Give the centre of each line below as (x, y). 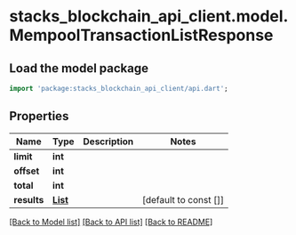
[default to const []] (183, 199)
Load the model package (79, 68)
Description (108, 142)
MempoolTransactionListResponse (141, 35)
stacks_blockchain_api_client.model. (149, 16)
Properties (39, 116)
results (29, 199)
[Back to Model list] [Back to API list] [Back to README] (111, 222)
